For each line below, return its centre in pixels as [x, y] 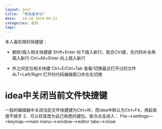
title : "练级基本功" [25, 14]
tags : [10, 28]
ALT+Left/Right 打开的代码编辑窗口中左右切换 [57, 74]
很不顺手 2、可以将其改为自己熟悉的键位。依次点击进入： [62, 116]
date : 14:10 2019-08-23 [31, 18]
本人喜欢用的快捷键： [26, 42]
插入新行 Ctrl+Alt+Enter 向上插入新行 [49, 58]
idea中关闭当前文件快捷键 [56, 96]
